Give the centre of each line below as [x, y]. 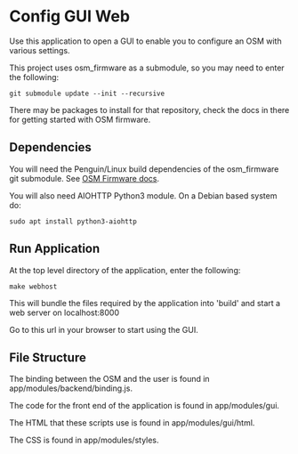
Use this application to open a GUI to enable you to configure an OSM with [145, 41]
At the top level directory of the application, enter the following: [125, 270]
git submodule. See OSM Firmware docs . [85, 178]
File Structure [48, 357]
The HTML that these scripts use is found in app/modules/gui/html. [132, 423]
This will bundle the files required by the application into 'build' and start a [145, 303]
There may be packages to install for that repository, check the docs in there [149, 109]
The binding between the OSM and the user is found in [110, 379]
